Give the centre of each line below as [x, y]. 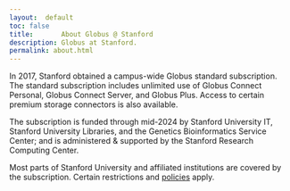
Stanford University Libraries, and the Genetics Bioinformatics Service [138, 131]
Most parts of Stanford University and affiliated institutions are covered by [145, 168]
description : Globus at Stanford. [74, 42]
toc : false [29, 26]
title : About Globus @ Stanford [81, 34]
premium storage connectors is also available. [94, 104]
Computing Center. [44, 150]
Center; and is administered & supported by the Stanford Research [132, 141]
